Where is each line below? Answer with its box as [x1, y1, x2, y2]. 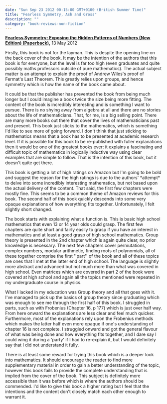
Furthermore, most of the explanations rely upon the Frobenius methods [5, 315, 154, 321]
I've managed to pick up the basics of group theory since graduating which [5, 295, 160, 301]
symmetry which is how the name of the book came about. [5, 82, 126, 88]
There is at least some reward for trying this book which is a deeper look [5, 352, 154, 358]
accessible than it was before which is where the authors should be [5, 378, 144, 384]
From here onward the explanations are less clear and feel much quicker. [5, 310, 155, 316]
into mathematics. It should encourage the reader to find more [5, 357, 133, 363]
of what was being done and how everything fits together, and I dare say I [5, 331, 157, 337]
